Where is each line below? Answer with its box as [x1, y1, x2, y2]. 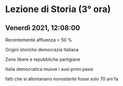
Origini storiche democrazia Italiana [5, 47, 79, 52]
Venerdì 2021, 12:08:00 [5, 24, 80, 32]
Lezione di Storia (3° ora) [5, 4, 111, 15]
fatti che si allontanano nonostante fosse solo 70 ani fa [5, 76, 118, 81]
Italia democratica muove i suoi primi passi [5, 66, 94, 72]
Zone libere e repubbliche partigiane [5, 56, 80, 62]
